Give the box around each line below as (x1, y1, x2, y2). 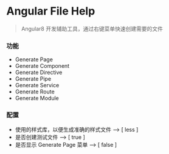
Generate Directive (15, 69, 63, 76)
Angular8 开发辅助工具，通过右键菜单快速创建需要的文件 (21, 25, 163, 32)
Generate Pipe (15, 75, 52, 82)
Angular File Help (6, 4, 95, 18)
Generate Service (15, 82, 60, 89)
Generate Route (15, 88, 55, 95)
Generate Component (15, 62, 70, 70)
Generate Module (15, 95, 59, 102)
